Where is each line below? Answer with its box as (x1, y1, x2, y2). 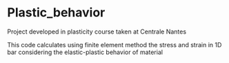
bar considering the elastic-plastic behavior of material (7, 48, 163, 56)
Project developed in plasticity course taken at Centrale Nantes (7, 27, 187, 36)
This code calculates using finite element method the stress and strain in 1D (7, 40, 222, 49)
